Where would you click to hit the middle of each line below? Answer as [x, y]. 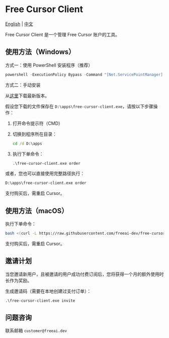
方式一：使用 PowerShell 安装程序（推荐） [49, 65]
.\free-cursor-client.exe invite [40, 301]
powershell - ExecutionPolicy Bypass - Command [54, 75]
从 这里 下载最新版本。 [27, 95]
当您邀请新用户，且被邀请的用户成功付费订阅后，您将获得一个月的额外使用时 [84, 274]
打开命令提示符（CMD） [37, 123]
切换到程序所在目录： [34, 134]
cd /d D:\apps [27, 144]
